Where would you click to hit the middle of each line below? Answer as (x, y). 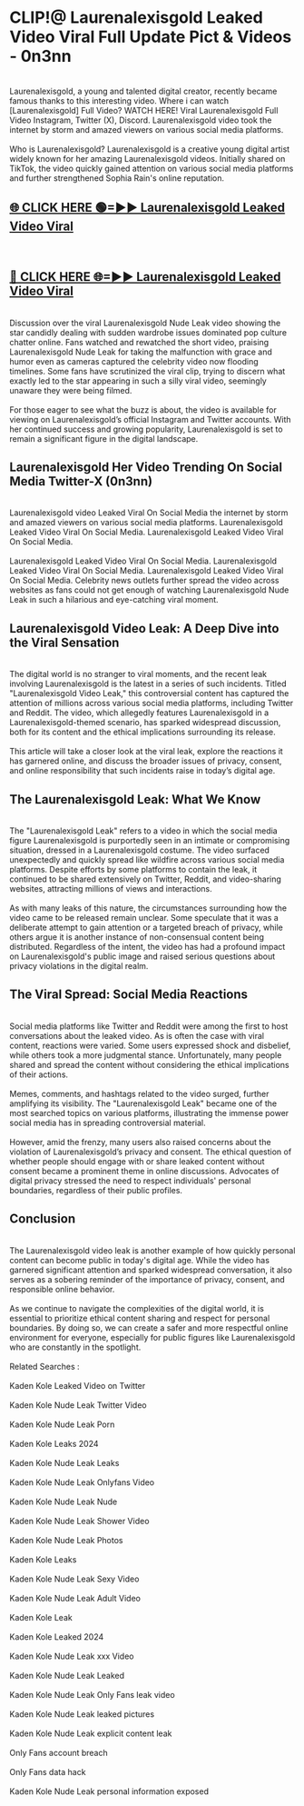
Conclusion (43, 1219)
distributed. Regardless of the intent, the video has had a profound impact (147, 947)
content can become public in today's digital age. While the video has (140, 1260)
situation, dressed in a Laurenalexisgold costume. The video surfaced (140, 850)
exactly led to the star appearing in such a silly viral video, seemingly (138, 381)
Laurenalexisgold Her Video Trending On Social (146, 467)
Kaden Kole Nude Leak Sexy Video (74, 1579)
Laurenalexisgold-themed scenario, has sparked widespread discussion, (145, 723)
